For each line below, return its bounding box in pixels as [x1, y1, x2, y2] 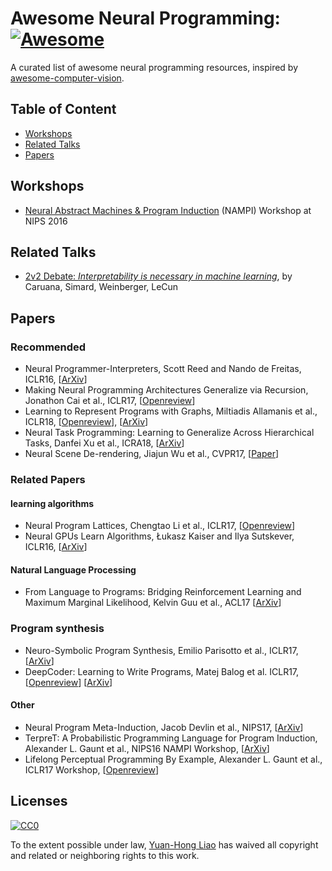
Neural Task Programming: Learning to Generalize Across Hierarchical [24, 427, 315, 439]
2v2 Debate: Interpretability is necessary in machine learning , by [24, 270, 293, 282]
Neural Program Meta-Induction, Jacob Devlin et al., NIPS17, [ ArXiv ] [24, 721, 304, 733]
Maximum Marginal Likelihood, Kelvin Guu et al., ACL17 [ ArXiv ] [24, 597, 282, 609]
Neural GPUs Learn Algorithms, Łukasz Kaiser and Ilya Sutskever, [24, 530, 295, 542]
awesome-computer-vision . [10, 72, 125, 84]
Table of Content [10, 101, 117, 118]
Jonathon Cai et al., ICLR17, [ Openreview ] [24, 395, 196, 407]
